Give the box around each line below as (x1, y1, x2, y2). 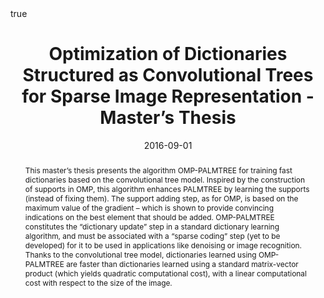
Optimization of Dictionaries (48, 43, 288, 66)
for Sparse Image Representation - (21, 85, 315, 108)
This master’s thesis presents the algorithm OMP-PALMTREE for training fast (24, 165, 293, 176)
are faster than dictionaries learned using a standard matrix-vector (66, 258, 299, 269)
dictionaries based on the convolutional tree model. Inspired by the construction (24, 174, 305, 185)
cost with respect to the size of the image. (24, 277, 173, 288)
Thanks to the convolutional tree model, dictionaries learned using (24, 249, 257, 260)
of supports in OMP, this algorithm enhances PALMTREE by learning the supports (24, 183, 310, 194)
